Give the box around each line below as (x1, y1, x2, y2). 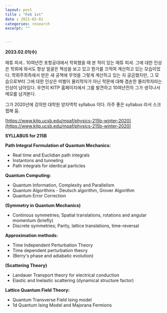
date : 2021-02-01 (5, 16, 43, 21)
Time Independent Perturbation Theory (12, 242, 93, 248)
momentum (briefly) (12, 217, 54, 223)
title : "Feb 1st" (5, 12, 43, 17)
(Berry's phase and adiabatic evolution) (12, 253, 94, 259)
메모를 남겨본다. (5, 91, 36, 97)
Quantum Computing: (5, 172, 51, 178)
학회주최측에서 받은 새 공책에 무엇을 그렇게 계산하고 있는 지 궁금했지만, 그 (11, 72, 154, 78)
